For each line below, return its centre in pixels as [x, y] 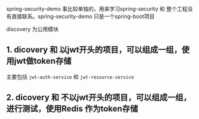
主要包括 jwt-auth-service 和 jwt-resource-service [70, 76]
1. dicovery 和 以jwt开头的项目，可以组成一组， [94, 50]
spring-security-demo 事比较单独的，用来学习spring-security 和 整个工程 [97, 9]
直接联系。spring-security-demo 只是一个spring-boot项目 [83, 16]
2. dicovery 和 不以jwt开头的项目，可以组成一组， [99, 98]
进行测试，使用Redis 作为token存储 [72, 109]
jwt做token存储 [43, 61]
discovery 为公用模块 [32, 29]
